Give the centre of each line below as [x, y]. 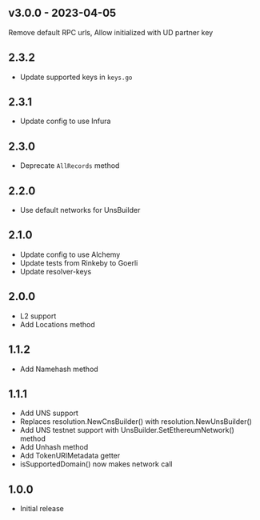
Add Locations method [58, 324]
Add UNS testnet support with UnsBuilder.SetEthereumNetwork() [127, 430]
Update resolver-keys [56, 271]
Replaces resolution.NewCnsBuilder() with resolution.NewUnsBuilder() [136, 422]
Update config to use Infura [65, 121]
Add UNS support [49, 413]
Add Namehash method [59, 369]
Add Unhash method [54, 447]
